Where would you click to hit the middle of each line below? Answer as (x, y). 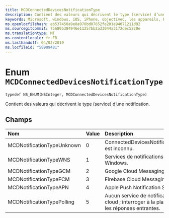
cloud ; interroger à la (130, 202)
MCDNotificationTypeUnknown (45, 146)
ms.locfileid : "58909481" (32, 47)
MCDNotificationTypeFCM (39, 179)
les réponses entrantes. (133, 208)
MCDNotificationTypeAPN (38, 188)
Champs (19, 120)
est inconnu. (119, 149)
